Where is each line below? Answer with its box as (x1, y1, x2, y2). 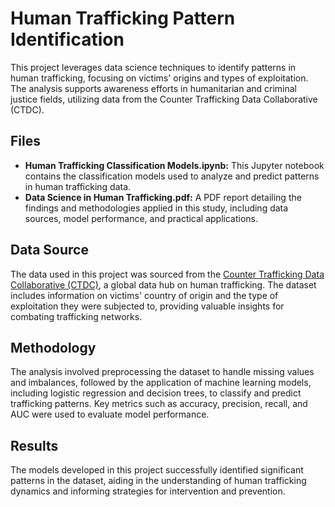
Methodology (10, 339, 97, 356)
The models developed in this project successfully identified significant (10, 464, 304, 476)
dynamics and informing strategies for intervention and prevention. (10, 485, 286, 497)
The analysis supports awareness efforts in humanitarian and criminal (10, 82, 298, 94)
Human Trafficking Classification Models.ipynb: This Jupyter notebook (24, 159, 325, 171)
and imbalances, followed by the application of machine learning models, (10, 377, 312, 389)
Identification (10, 28, 125, 51)
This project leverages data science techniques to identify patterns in (10, 61, 297, 73)
